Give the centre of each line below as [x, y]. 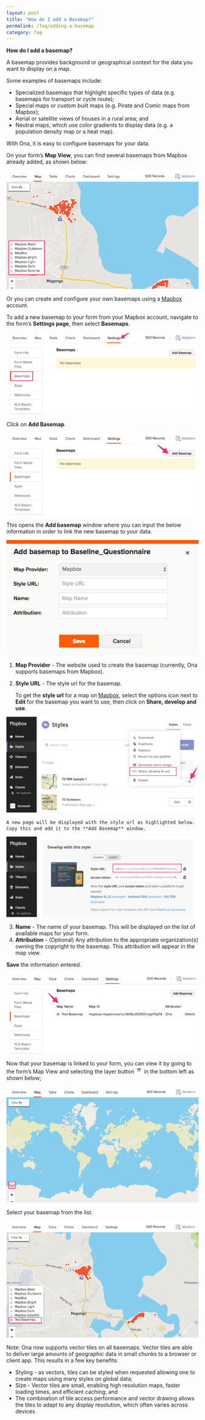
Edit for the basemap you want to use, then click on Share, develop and [106, 702]
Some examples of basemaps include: [54, 81]
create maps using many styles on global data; [74, 1378]
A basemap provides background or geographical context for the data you [100, 62]
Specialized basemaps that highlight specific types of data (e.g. [95, 92]
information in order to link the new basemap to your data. [79, 531]
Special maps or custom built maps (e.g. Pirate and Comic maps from [103, 106]
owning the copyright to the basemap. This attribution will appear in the [105, 946]
